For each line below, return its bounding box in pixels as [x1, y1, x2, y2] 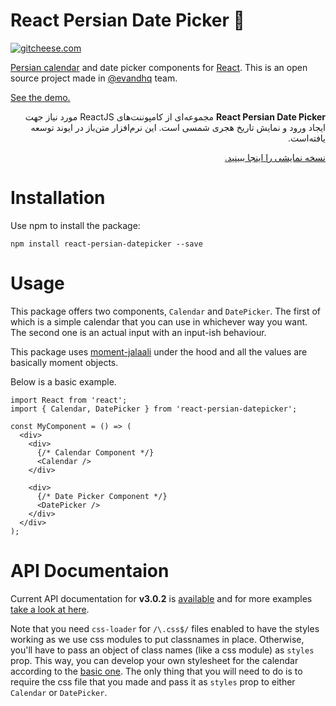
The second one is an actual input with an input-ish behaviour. [10, 326, 267, 338]
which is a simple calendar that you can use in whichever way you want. [10, 315, 308, 328]
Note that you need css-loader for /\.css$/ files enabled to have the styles [10, 622, 320, 634]
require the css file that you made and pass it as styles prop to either [10, 675, 296, 688]
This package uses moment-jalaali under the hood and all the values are [10, 345, 308, 358]
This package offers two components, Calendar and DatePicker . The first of [10, 305, 322, 317]
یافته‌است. [288, 132, 326, 144]
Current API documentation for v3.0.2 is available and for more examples [10, 592, 313, 604]
